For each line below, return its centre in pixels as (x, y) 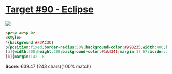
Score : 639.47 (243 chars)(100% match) (48, 67)
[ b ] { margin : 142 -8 (25, 57)
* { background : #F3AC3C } (29, 42)
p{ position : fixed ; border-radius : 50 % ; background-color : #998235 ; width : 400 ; (86, 47)
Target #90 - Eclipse (49, 10)
